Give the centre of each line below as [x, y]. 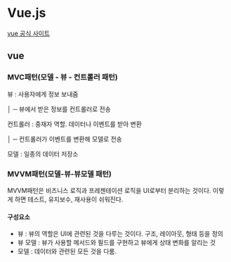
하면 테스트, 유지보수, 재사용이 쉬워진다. [69, 199]
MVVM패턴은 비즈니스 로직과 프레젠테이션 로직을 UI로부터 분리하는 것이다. [110, 190]
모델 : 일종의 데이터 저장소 [43, 154]
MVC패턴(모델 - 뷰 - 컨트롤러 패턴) [62, 77]
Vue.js [27, 13]
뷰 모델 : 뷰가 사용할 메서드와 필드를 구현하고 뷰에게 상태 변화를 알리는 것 [117, 243]
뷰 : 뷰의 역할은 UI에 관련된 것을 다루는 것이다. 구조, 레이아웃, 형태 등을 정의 [120, 234]
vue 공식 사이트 [29, 33]
